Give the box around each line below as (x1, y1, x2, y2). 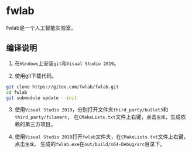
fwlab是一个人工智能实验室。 (6, 24, 76, 31)
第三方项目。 (25, 121, 56, 128)
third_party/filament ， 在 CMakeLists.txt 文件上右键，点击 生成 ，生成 (14, 113, 181, 121)
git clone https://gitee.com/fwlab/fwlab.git (6, 84, 119, 90)
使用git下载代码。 (14, 72, 57, 79)
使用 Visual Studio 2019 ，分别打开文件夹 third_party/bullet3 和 (14, 106, 169, 113)
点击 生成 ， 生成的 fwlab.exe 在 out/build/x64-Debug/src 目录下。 (14, 141, 166, 148)
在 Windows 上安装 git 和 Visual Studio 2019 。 (14, 60, 119, 67)
